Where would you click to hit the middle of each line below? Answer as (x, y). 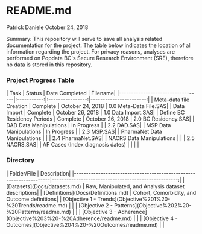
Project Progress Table (40, 80)
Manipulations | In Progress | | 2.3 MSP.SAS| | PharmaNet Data (84, 132)
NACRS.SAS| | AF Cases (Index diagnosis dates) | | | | (73, 145)
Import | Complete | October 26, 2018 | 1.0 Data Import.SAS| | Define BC (96, 113)
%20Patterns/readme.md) (39, 212)
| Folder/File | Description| (39, 173)
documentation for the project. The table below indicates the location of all (99, 45)
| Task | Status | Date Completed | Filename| (61, 93)
